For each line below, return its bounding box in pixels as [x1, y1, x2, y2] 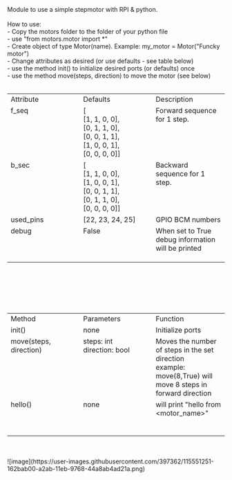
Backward [155, 161, 188, 170]
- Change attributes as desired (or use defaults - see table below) [7, 57, 194, 65]
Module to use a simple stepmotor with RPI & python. [7, 6, 158, 13]
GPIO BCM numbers [155, 215, 221, 224]
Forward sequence [155, 106, 217, 115]
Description [155, 95, 193, 104]
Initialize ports [155, 325, 202, 335]
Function [155, 314, 184, 323]
